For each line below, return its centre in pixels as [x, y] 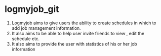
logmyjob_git [32, 9]
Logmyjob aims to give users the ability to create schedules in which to [84, 23]
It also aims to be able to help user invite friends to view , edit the [78, 33]
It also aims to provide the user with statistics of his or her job [74, 44]
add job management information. [46, 28]
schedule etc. [26, 39]
